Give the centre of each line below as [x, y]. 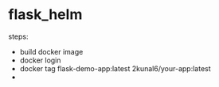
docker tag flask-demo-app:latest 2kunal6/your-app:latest [115, 68]
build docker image [51, 51]
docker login [40, 60]
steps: [18, 36]
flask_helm [45, 15]
